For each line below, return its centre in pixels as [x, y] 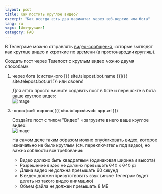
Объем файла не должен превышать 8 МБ [64, 186]
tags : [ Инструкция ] [25, 28]
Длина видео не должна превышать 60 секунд [69, 170]
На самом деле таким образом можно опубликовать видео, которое [85, 140]
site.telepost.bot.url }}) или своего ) [48, 81]
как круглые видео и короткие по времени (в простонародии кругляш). [80, 52]
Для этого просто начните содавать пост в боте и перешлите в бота [84, 91]
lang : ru [14, 23]
